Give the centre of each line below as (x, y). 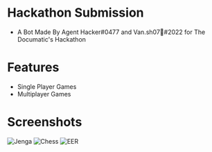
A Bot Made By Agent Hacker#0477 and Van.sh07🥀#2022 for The (111, 32)
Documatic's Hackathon (52, 39)
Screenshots (45, 122)
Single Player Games (47, 86)
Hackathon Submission (76, 13)
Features (33, 68)
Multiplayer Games (44, 94)
